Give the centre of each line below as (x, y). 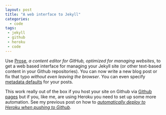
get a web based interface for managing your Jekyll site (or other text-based (83, 66)
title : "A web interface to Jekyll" (43, 14)
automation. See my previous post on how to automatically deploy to (75, 102)
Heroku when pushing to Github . (38, 107)
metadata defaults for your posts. (39, 82)
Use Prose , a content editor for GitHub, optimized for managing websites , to (83, 60)
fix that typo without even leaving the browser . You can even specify (75, 76)
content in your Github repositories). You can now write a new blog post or (81, 71)
